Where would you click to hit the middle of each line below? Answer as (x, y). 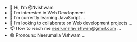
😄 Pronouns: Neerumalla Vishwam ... (48, 35)
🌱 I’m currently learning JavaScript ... (47, 18)
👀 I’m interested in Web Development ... (50, 13)
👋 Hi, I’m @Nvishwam (32, 7)
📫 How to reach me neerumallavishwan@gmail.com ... (66, 28)
